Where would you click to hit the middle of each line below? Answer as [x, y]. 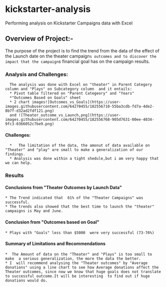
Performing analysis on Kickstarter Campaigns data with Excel [69, 23]
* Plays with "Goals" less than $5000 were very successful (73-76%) [80, 233]
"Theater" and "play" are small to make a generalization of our [74, 150]
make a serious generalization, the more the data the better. [73, 259]
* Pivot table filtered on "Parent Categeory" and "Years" [72, 93]
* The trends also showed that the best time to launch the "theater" [80, 207]
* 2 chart [20, 102]
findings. [15, 154]
